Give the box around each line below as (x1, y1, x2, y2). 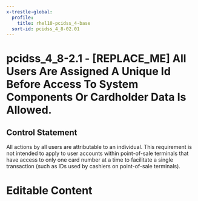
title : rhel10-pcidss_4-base (17, 20, 91, 26)
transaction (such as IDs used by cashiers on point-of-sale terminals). (6, 163, 180, 170)
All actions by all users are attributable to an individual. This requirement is (6, 143, 193, 151)
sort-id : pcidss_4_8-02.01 (12, 25, 80, 32)
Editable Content (6, 184, 93, 197)
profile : (12, 15, 34, 21)
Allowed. (6, 104, 52, 117)
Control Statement (6, 127, 78, 137)
